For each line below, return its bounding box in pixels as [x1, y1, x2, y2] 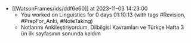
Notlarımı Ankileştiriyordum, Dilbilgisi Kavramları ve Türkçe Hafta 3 [20, 24, 184, 31]
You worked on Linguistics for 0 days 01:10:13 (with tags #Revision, [20, 11, 186, 18]
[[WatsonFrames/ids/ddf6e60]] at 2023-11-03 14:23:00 [11, 5, 148, 12]
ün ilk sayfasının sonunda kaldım [20, 30, 101, 37]
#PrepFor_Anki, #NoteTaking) [20, 18, 94, 24]
